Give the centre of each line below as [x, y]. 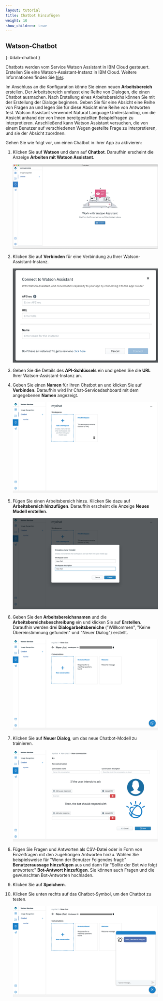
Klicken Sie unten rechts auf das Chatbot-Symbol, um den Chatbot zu [82, 894]
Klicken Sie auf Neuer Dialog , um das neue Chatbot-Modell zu [74, 738]
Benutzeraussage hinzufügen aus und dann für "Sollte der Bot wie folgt [85, 864]
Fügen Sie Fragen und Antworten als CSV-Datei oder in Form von [77, 849]
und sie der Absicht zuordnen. [36, 133]
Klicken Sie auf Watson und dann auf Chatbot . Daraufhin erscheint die [83, 152]
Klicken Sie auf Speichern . [39, 884]
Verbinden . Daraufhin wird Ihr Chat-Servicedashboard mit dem [75, 390]
